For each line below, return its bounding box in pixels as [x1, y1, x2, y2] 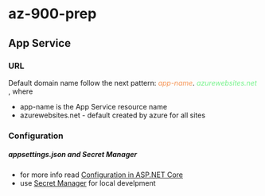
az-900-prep [8, 5, 97, 23]
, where [8, 86, 33, 96]
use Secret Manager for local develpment [19, 178, 156, 187]
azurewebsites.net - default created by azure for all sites [19, 110, 205, 120]
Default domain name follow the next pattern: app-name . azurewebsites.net [8, 78, 257, 87]
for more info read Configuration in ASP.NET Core [19, 170, 183, 179]
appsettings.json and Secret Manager [8, 150, 138, 159]
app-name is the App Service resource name [19, 102, 168, 111]
